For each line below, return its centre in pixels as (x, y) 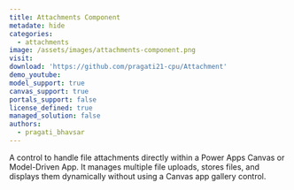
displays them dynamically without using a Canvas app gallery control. (138, 176)
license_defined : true (51, 108)
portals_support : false (53, 99)
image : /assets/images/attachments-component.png (103, 50)
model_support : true (47, 83)
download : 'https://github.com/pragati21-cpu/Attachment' (118, 67)
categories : (31, 34)
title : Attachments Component (65, 17)
